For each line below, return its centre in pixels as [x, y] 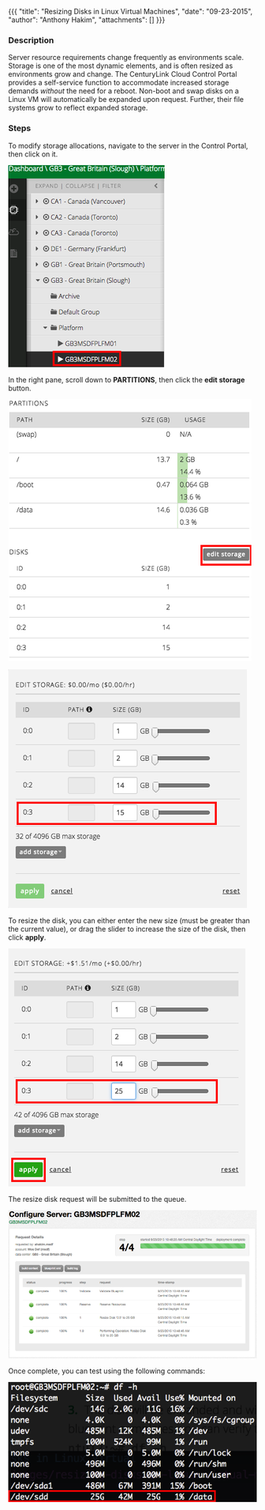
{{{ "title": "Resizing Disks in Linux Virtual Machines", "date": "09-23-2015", [131, 11]
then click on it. [33, 154]
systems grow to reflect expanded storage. [78, 108]
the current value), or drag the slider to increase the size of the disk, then [127, 928]
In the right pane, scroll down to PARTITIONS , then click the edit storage [127, 379]
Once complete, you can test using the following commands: [106, 1371]
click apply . [27, 937]
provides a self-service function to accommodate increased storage [119, 83]
